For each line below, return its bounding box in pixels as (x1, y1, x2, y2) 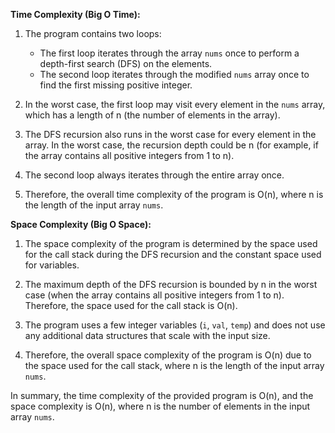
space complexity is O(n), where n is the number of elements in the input (10, 400, 311, 412)
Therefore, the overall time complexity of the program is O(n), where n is (24, 189, 324, 200)
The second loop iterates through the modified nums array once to (39, 69, 310, 80)
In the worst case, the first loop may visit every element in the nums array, (24, 99, 326, 110)
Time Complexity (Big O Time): (10, 9, 141, 20)
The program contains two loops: (24, 28, 162, 39)
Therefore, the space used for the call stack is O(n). (24, 300, 238, 311)
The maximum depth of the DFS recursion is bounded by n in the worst (24, 279, 318, 290)
